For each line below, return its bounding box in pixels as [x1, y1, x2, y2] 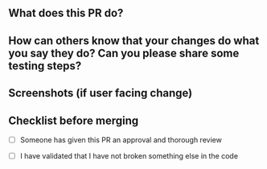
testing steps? [8, 59, 82, 72]
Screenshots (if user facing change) [8, 86, 193, 100]
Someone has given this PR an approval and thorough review [19, 134, 223, 144]
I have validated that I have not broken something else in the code [19, 151, 239, 161]
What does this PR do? [8, 6, 124, 20]
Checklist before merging [8, 113, 139, 127]
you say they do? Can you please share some [8, 46, 240, 60]
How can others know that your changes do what [8, 34, 260, 47]
